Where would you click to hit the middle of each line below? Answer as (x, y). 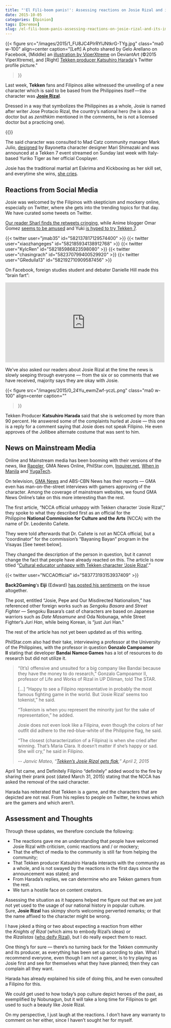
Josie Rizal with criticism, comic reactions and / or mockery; (76, 846)
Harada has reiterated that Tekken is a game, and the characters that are (81, 792)
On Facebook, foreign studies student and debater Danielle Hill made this (82, 270)
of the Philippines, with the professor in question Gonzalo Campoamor (80, 647)
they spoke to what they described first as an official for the (68, 512)
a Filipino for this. (23, 984)
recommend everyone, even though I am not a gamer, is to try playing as (81, 957)
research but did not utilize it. (36, 658)
